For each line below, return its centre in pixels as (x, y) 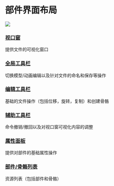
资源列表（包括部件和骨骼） (33, 179)
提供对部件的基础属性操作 (31, 153)
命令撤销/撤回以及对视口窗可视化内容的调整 (49, 127)
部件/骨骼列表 (21, 167)
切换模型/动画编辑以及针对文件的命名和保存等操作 (56, 75)
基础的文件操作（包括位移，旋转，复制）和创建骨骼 (57, 101)
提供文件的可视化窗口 (27, 50)
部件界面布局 (31, 10)
